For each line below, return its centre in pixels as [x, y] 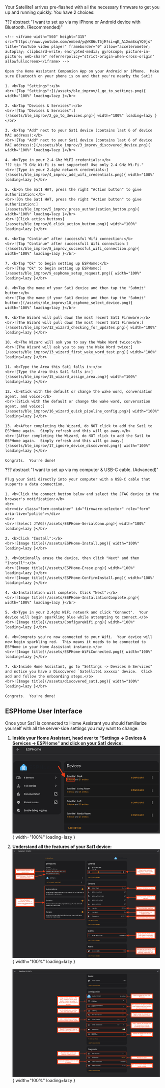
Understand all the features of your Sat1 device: [62, 847]
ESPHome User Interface [44, 711]
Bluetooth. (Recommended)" [34, 27]
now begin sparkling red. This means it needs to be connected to [76, 642]
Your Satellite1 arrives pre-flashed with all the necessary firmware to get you [82, 7]
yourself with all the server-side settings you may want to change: [72, 728]
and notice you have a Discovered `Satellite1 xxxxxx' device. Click [79, 672]
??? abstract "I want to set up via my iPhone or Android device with [73, 22]
